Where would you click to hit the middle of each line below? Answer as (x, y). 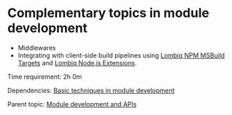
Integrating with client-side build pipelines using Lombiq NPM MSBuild (121, 55)
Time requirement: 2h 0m (45, 77)
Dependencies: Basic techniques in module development (91, 90)
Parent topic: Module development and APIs (72, 104)
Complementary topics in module (108, 13)
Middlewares (37, 48)
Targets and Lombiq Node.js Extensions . (77, 62)
